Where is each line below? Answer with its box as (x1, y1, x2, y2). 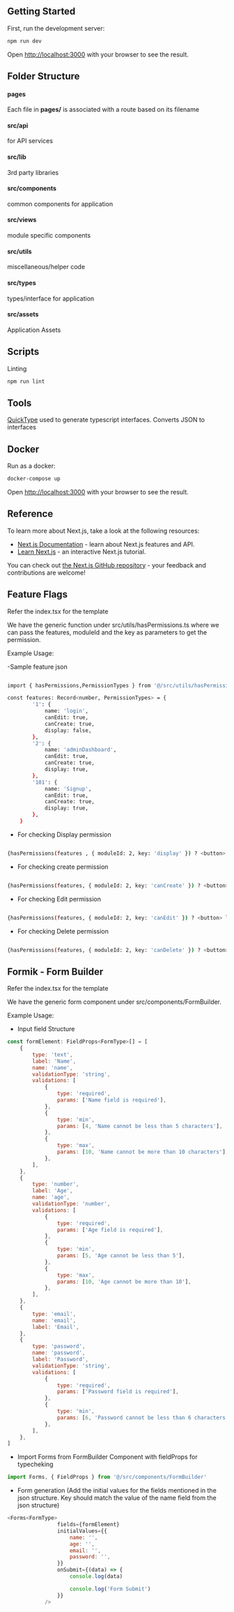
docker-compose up (7, 476, 61, 482)
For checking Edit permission (17, 895, 102, 903)
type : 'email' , (32, 1310, 77, 1317)
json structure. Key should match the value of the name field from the (17, 1493, 217, 1502)
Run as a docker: (7, 462, 56, 470)
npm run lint (7, 378, 45, 385)
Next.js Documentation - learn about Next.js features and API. (17, 540, 195, 548)
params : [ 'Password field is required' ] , (56, 1388, 179, 1395)
